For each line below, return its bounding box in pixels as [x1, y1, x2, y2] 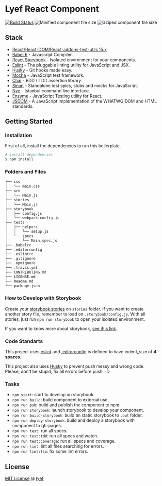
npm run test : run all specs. [12, 428, 68, 434]
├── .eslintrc [5, 252, 34, 257]
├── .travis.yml [5, 265, 38, 270]
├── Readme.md [5, 278, 34, 284]
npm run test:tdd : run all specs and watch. [12, 433, 98, 439]
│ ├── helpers [5, 225, 38, 229]
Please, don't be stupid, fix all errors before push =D [5, 368, 110, 375]
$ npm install [5, 157, 34, 162]
